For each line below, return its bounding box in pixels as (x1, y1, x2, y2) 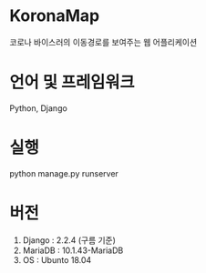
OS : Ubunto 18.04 (22, 254, 92, 265)
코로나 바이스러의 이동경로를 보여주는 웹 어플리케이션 (9, 36, 198, 47)
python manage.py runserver (9, 167, 118, 178)
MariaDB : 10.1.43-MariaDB (22, 245, 124, 256)
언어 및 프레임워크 (9, 72, 135, 93)
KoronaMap (9, 5, 100, 26)
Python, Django (9, 102, 68, 114)
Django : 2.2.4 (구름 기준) (22, 234, 117, 246)
